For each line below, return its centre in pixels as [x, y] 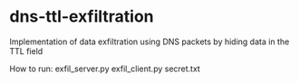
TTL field [26, 51]
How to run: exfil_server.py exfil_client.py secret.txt [105, 69]
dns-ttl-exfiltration [82, 17]
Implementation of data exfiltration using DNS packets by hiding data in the [149, 41]
